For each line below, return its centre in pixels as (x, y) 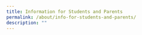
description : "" (27, 23)
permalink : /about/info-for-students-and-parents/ (71, 17)
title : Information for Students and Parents (64, 12)
